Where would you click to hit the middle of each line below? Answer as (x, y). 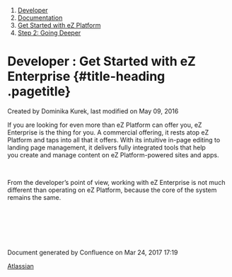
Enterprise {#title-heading (86, 77)
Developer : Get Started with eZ (101, 61)
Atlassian (21, 266)
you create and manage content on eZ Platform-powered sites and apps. (113, 154)
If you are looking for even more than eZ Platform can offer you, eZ (105, 125)
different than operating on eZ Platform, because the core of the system (112, 190)
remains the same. (34, 197)
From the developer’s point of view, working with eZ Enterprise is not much (116, 182)
